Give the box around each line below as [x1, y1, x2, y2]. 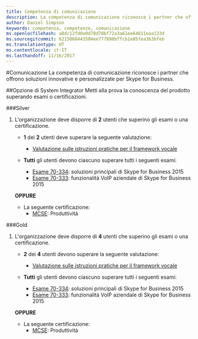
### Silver [6, 104, 30, 111]
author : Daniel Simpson [6, 20, 65, 25]
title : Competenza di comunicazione [6, 8, 96, 15]
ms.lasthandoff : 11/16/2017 [6, 53, 75, 59]
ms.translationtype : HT [6, 42, 65, 48]
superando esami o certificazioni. [6, 93, 87, 100]
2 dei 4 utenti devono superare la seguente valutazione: [23, 250, 160, 257]
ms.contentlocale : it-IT [6, 47, 67, 53]
